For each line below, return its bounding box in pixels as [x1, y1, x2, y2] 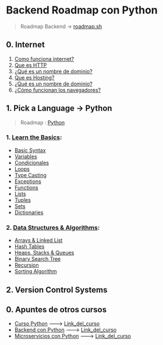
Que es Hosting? [14, 74, 55, 81]
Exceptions [14, 178, 42, 185]
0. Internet [6, 40, 45, 50]
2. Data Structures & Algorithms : [6, 223, 100, 232]
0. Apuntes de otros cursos [6, 305, 107, 315]
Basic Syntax [14, 147, 46, 154]
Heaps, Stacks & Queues [14, 249, 75, 256]
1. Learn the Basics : [6, 133, 62, 142]
